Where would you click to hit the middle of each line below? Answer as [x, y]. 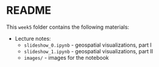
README [29, 10]
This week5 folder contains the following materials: [68, 27]
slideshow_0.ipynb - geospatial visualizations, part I [88, 45]
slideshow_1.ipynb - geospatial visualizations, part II [88, 51]
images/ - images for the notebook [66, 57]
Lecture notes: [33, 38]
